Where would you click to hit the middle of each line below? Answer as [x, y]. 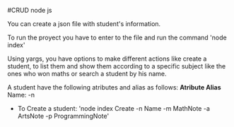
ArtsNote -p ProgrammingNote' [63, 116]
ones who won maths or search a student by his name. [87, 74]
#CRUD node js [30, 10]
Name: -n [21, 95]
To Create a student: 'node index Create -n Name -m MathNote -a [114, 108]
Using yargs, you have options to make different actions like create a [107, 59]
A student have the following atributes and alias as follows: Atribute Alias [114, 87]
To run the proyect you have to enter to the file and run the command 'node [117, 37]
